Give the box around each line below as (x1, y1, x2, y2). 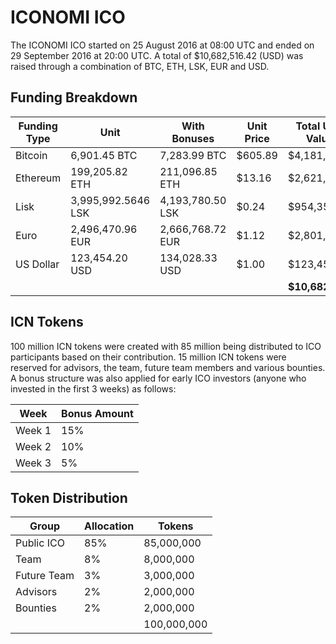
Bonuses (171, 131, 215, 145)
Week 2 (15, 439, 52, 453)
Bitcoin (15, 148, 48, 162)
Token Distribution (10, 489, 128, 506)
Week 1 (15, 423, 52, 437)
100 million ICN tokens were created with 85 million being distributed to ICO (10, 340, 322, 352)
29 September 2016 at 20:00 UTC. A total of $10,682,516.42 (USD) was (10, 49, 304, 61)
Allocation (84, 519, 135, 533)
